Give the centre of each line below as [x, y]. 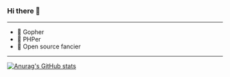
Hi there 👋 [24, 11]
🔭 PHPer [29, 40]
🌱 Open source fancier [49, 46]
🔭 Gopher [30, 32]
